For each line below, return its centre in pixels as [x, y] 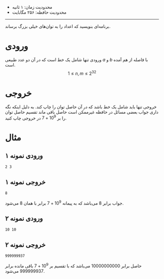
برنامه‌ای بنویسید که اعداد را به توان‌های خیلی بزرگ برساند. [58, 26]
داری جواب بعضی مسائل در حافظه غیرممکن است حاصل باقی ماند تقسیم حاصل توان [82, 112]
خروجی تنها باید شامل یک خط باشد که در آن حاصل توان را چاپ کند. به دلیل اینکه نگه [81, 107]
